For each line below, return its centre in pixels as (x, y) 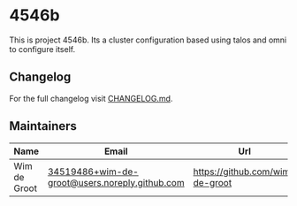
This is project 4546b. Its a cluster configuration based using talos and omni (148, 40)
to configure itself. (42, 49)
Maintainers (43, 126)
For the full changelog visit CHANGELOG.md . (91, 98)
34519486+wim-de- (93, 172)
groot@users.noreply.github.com (116, 182)
